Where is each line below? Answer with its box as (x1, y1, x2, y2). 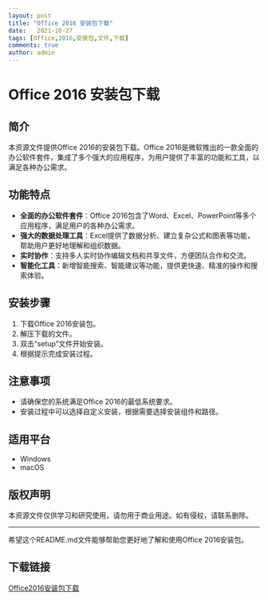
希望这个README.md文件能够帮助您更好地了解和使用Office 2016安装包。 (8, 535, 249, 545)
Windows (19, 454, 51, 464)
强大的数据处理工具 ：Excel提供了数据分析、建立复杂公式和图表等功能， (19, 231, 255, 240)
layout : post (8, 11, 52, 20)
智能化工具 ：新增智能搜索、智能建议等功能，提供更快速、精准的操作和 (19, 260, 251, 270)
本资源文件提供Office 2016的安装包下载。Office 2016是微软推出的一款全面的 (8, 143, 259, 152)
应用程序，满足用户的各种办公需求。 (19, 220, 140, 230)
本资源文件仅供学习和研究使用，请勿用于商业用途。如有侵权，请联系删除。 (8, 511, 253, 520)
